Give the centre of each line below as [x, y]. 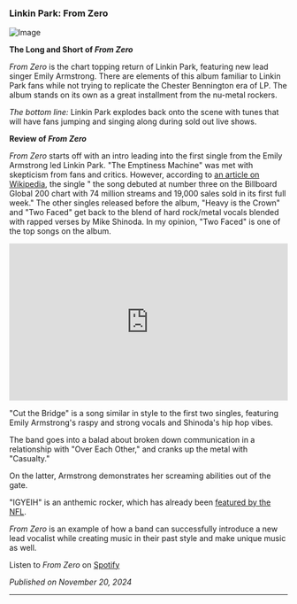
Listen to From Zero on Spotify [65, 564]
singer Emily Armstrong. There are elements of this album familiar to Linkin [145, 76]
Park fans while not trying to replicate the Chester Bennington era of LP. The [148, 86]
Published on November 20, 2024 [71, 582]
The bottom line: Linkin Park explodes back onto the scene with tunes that [144, 112]
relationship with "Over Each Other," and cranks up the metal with [129, 449]
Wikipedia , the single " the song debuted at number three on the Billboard [143, 184]
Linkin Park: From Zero [59, 13]
